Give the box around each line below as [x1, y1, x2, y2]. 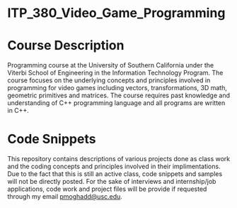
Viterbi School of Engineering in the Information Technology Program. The [7, 69, 224, 77]
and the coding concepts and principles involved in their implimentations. [7, 162, 221, 171]
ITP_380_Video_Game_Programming [7, 5, 226, 21]
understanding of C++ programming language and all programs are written [7, 99, 226, 107]
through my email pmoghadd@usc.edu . [7, 192, 122, 201]
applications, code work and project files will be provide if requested [7, 185, 207, 193]
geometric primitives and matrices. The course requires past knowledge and [7, 91, 230, 100]
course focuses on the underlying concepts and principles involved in [7, 76, 211, 84]
